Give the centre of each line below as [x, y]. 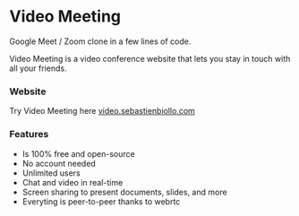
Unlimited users [51, 173]
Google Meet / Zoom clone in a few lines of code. [100, 41]
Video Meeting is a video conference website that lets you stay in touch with [150, 58]
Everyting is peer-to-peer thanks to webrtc [101, 201]
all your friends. [38, 68]
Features [29, 134]
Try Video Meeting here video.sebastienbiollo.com [102, 111]
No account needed [59, 163]
